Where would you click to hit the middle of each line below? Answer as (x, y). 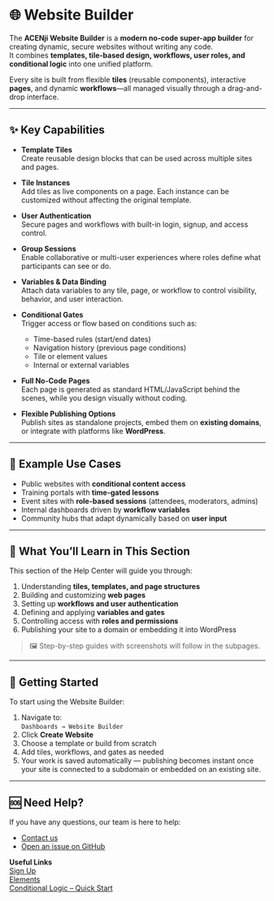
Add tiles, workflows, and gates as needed (92, 752)
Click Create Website (57, 735)
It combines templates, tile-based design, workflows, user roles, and (127, 55)
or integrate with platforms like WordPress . (93, 431)
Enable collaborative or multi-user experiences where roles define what (141, 257)
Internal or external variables (81, 365)
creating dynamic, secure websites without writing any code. (111, 46)
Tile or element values (70, 356)
